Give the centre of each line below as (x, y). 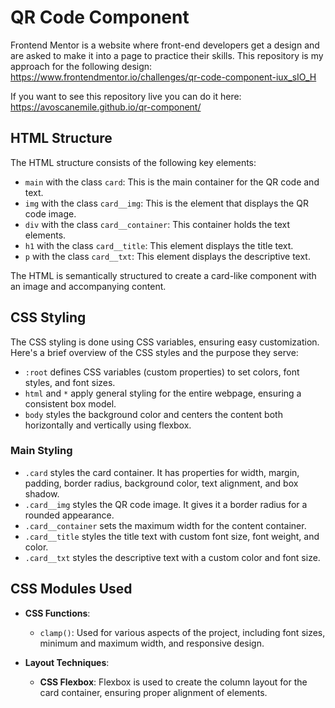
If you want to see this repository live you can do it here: (126, 96)
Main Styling (41, 451)
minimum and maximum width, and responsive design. (152, 643)
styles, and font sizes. (70, 382)
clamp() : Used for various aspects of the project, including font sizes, (182, 632)
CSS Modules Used (71, 589)
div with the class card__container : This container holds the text (157, 224)
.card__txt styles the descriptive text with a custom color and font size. (172, 557)
